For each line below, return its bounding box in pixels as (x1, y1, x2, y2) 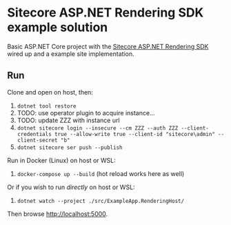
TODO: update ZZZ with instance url (17, 116, 120, 124)
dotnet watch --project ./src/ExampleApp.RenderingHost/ (17, 197, 185, 204)
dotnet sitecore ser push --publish (17, 144, 123, 151)
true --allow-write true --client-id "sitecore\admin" (54, 130, 215, 137)
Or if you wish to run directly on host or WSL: (7, 183, 136, 191)
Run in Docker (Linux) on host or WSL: (7, 156, 116, 164)
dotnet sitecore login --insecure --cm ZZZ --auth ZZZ (17, 124, 179, 132)
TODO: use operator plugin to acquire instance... (17, 108, 155, 117)
